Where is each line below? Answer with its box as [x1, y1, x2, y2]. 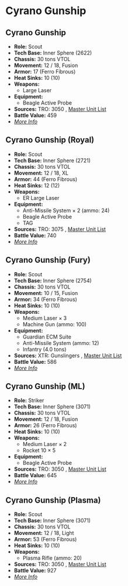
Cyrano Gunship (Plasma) [5, 495, 101, 505]
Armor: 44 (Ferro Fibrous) [13, 175, 78, 183]
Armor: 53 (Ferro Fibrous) [13, 536, 77, 543]
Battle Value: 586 [13, 358, 57, 365]
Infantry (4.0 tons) [22, 346, 67, 353]
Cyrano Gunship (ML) [5, 381, 85, 391]
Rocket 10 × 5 [22, 447, 56, 454]
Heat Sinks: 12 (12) [13, 182, 60, 189]
